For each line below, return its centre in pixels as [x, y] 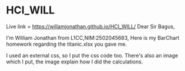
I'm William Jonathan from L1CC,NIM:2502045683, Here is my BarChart [93, 38]
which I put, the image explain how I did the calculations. [75, 62]
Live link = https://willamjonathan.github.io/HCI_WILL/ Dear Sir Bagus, [90, 26]
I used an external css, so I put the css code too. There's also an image [92, 55]
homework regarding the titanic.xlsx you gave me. [67, 44]
